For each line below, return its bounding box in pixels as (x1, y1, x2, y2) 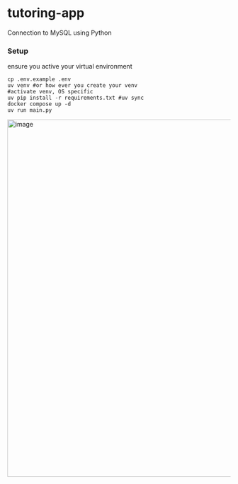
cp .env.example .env (7, 76, 72, 83)
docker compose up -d (7, 100, 72, 108)
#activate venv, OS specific (7, 88, 93, 96)
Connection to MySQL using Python (7, 28, 112, 37)
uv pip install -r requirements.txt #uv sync (7, 94, 144, 102)
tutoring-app (7, 5, 85, 21)
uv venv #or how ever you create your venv (7, 82, 138, 89)
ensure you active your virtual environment (7, 62, 132, 71)
